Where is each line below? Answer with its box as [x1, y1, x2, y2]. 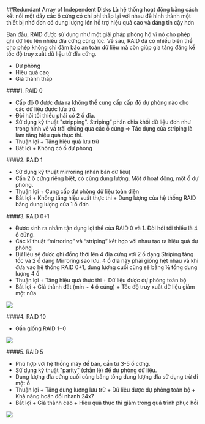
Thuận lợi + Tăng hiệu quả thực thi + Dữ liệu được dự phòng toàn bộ [15, 276, 187, 284]
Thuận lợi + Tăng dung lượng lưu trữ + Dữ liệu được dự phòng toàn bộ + [15, 386, 196, 393]
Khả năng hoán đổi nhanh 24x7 [15, 393, 95, 399]
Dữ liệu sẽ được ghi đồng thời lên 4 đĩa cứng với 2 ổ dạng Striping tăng [15, 251, 194, 257]
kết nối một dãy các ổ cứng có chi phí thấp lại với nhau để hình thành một [6, 12, 192, 20]
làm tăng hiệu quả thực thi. [15, 132, 83, 138]
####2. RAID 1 [6, 156, 43, 164]
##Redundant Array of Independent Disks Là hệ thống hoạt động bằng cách [6, 6, 198, 13]
